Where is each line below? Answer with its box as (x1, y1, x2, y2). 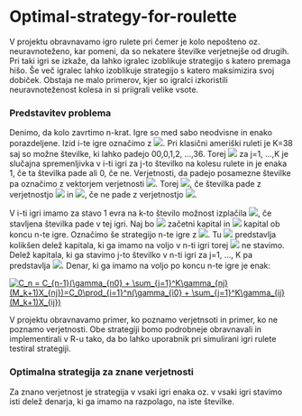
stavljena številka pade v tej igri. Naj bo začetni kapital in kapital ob (9, 218, 280, 229)
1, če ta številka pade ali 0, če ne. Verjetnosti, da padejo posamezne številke (9, 168, 291, 179)
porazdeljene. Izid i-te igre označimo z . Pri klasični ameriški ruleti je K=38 (9, 138, 293, 149)
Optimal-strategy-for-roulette (9, 6, 237, 27)
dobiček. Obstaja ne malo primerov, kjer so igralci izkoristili (9, 74, 228, 85)
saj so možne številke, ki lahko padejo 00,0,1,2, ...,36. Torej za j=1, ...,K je (9, 149, 288, 160)
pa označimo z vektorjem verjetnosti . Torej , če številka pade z (9, 179, 261, 190)
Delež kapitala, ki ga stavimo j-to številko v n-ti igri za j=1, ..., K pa (9, 250, 253, 261)
